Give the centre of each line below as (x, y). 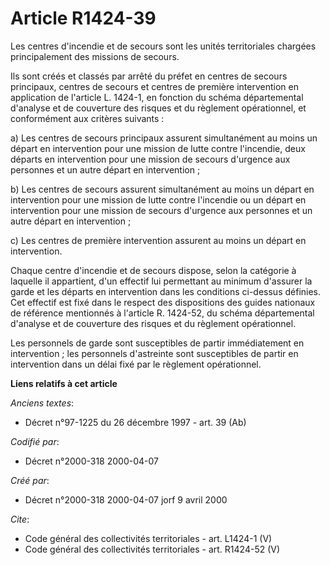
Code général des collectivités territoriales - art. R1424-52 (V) (152, 549)
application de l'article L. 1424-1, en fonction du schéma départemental (157, 97)
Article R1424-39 (83, 18)
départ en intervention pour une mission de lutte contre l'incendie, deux (158, 148)
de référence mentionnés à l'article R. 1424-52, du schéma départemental (162, 313)
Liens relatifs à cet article (64, 383)
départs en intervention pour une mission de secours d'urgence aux (150, 159)
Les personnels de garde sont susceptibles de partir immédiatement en (157, 343)
